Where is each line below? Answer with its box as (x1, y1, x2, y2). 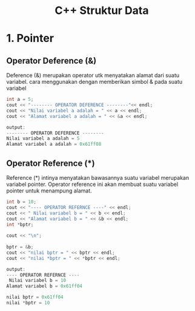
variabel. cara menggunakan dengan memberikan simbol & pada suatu (6, 78, 183, 86)
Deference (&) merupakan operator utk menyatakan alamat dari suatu (6, 72, 180, 79)
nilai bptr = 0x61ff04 (6, 294, 64, 301)
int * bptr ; (6, 221, 34, 228)
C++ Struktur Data (55, 4, 149, 18)
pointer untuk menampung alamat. (6, 187, 92, 194)
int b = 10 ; (6, 199, 36, 205)
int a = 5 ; (6, 97, 34, 103)
